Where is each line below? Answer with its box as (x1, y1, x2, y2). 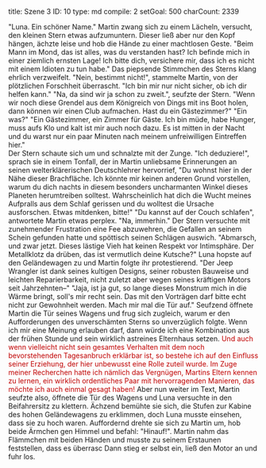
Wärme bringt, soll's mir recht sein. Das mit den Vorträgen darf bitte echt (8, 292, 246, 301)
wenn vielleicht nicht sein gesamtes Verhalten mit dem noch (8, 343, 205, 351)
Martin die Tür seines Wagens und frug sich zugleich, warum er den (8, 309, 230, 318)
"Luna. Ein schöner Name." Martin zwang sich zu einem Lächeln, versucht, (8, 22, 253, 31)
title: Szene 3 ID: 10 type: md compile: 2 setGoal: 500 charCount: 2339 (8, 7, 240, 16)
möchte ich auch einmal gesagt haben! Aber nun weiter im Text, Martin (8, 385, 240, 393)
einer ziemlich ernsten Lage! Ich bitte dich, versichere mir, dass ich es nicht (8, 56, 255, 65)
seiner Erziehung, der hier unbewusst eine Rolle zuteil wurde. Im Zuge (8, 359, 237, 368)
